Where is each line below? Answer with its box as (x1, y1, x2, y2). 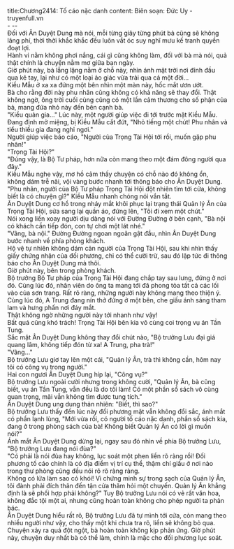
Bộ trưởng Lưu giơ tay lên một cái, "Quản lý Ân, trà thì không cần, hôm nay (7, 356, 221, 363)
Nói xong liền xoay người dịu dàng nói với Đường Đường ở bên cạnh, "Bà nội (7, 214, 226, 223)
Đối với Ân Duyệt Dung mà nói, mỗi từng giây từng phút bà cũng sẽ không (7, 29, 219, 37)
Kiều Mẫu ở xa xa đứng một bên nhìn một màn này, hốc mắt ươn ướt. (7, 81, 204, 89)
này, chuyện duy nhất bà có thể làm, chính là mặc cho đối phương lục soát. (7, 534, 224, 541)
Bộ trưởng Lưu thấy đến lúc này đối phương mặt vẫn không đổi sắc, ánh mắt (7, 407, 226, 416)
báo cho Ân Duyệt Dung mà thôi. (7, 259, 101, 267)
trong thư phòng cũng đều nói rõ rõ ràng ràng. (7, 467, 140, 475)
